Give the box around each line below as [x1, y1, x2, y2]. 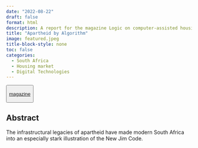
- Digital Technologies [11, 69, 70, 75]
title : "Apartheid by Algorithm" [6, 31, 88, 36]
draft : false [6, 14, 38, 20]
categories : [6, 52, 35, 58]
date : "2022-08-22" [6, 8, 54, 15]
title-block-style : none [6, 42, 67, 48]
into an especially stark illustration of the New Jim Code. [6, 134, 143, 142]
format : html [6, 19, 38, 25]
